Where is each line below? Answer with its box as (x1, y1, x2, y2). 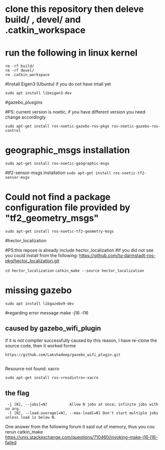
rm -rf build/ (5, 64, 35, 69)
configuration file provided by (5, 202, 130, 213)
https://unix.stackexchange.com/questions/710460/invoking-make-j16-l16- (5, 434, 158, 440)
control (5, 128, 21, 133)
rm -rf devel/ (5, 68, 35, 73)
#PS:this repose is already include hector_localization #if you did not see (5, 247, 154, 253)
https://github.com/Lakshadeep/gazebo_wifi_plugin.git (5, 352, 121, 357)
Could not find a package (5, 192, 110, 203)
